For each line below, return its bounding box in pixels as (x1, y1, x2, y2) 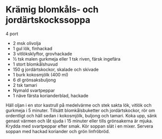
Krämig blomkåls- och (5, 4, 99, 15)
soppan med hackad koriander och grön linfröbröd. (5, 128, 110, 134)
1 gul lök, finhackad (12, 45, 53, 51)
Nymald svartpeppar (12, 87, 55, 93)
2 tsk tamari (12, 82, 38, 88)
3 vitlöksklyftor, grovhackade (12, 51, 72, 57)
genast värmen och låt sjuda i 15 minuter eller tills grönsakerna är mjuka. (5, 118, 153, 124)
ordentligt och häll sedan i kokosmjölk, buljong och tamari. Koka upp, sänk (5, 112, 158, 118)
